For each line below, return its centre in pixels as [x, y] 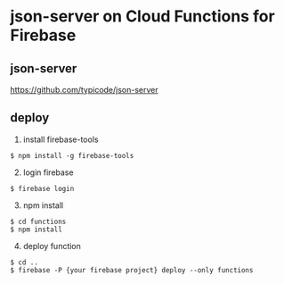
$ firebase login [42, 188]
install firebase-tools [61, 139]
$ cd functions [38, 221]
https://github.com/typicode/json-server [84, 90]
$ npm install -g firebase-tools [72, 155]
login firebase [48, 172]
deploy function [52, 246]
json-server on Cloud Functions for [142, 17]
